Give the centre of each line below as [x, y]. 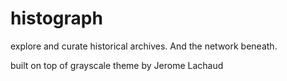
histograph [56, 18]
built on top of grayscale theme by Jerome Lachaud [117, 65]
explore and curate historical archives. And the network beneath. [144, 46]
